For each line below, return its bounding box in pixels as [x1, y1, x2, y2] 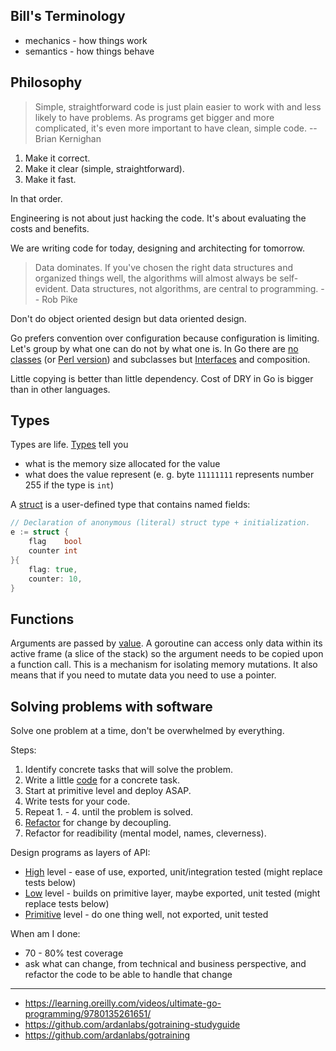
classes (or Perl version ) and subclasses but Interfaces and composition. [10, 353, 311, 365]
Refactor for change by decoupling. [24, 817, 172, 829]
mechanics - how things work [24, 34, 148, 46]
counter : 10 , [28, 574, 83, 584]
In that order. [10, 192, 63, 204]
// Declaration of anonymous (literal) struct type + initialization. [10, 518, 311, 528]
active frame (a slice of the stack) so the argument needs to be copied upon [10, 648, 324, 660]
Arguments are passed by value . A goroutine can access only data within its [10, 637, 323, 649]
